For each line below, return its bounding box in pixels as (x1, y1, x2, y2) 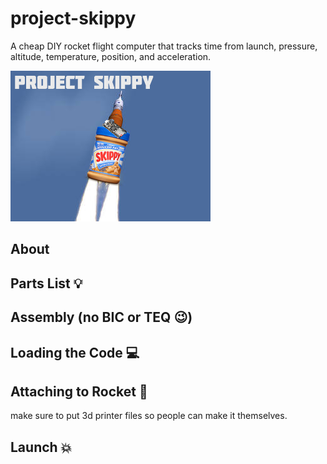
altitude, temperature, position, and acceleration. (10, 50, 212, 62)
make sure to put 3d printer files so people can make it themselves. (10, 410, 288, 422)
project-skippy (10, 7, 137, 30)
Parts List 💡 (10, 275, 83, 292)
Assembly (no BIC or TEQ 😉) (10, 309, 193, 326)
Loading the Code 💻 (10, 344, 140, 361)
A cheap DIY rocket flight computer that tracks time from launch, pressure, (10, 40, 318, 52)
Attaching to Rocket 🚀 (10, 383, 148, 400)
